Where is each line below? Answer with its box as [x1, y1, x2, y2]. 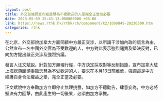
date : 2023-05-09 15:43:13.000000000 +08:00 [5, 16, 97, 21]
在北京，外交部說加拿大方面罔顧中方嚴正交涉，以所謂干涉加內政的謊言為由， [5, 40, 158, 45]
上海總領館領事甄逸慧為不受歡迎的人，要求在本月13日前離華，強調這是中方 [5, 68, 154, 74]
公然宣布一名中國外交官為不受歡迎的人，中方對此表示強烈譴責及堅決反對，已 [5, 45, 158, 51]
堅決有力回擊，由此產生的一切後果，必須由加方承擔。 [5, 91, 112, 97]
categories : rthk [5, 25, 40, 30]
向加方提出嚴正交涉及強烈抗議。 [5, 52, 69, 58]
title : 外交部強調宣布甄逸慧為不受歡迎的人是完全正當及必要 [5, 12, 111, 17]
